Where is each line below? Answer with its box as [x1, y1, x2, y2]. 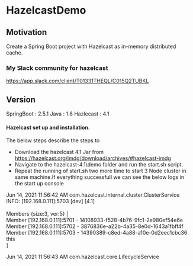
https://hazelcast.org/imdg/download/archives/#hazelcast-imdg [14, 155, 172, 162]
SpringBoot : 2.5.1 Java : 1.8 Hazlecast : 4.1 [6, 110, 110, 117]
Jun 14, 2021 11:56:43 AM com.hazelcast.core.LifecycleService [6, 253, 160, 261]
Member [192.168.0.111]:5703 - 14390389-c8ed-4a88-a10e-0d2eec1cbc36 [6, 229, 188, 236]
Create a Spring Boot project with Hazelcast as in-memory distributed [6, 43, 176, 50]
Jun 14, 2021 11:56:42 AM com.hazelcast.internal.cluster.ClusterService [6, 191, 180, 198]
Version [6, 94, 36, 104]
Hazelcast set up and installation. [6, 124, 90, 131]
